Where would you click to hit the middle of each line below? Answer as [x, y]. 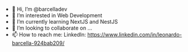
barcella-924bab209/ [38, 43]
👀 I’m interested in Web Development [57, 15]
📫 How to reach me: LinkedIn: [49, 35]
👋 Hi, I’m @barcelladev [39, 9]
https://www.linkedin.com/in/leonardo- [135, 35]
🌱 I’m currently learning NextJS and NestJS [65, 22]
